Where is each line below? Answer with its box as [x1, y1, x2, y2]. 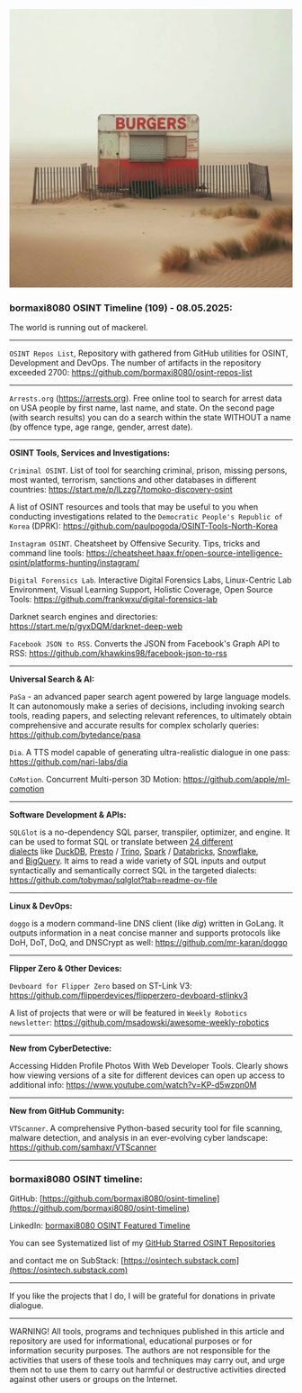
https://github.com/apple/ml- [182, 773, 290, 784]
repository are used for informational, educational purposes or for [9, 1335, 253, 1346]
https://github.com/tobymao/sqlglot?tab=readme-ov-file [9, 874, 218, 885]
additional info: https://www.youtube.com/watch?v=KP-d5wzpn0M [9, 1079, 257, 1090]
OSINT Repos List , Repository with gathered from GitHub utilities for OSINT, [9, 348, 289, 358]
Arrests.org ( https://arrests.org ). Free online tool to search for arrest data [9, 393, 283, 403]
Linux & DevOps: [9, 900, 74, 911]
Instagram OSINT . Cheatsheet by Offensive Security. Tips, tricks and [9, 538, 261, 548]
